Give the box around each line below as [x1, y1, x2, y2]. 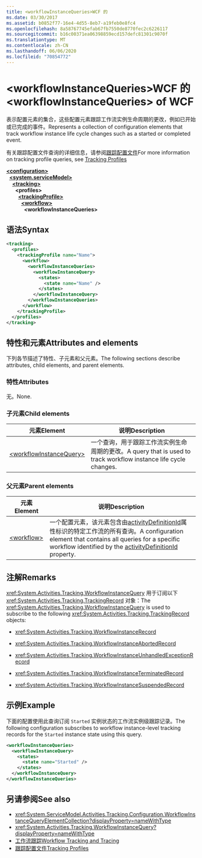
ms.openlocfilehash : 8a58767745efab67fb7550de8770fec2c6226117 [6, 25, 168, 32]
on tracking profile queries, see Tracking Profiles [6, 155, 127, 163]
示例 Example [6, 701, 55, 711]
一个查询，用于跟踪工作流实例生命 [91, 438, 188, 446]
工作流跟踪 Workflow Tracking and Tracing [14, 837, 120, 844]
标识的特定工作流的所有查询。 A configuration [55, 527, 184, 536]
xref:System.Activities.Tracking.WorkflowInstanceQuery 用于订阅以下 [6, 589, 179, 597]
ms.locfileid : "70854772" [6, 54, 71, 60]
